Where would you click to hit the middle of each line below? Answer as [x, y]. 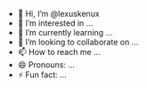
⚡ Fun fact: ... [42, 75]
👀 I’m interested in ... [55, 23]
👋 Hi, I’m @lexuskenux [58, 14]
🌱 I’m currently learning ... [65, 32]
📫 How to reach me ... [59, 52]
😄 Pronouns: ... [46, 65]
